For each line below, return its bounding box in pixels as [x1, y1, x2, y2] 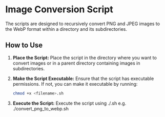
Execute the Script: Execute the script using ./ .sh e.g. [12, 100, 127, 106]
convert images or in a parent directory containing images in [12, 60, 140, 66]
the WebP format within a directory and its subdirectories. [5, 26, 127, 32]
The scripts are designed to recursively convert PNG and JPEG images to [5, 21, 160, 27]
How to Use [5, 41, 43, 50]
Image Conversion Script [5, 4, 114, 15]
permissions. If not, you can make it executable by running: [12, 81, 138, 87]
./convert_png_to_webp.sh [12, 105, 69, 111]
